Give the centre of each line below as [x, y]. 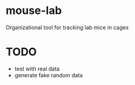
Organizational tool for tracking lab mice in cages [67, 27]
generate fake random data [49, 75]
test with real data [37, 69]
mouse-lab [34, 11]
